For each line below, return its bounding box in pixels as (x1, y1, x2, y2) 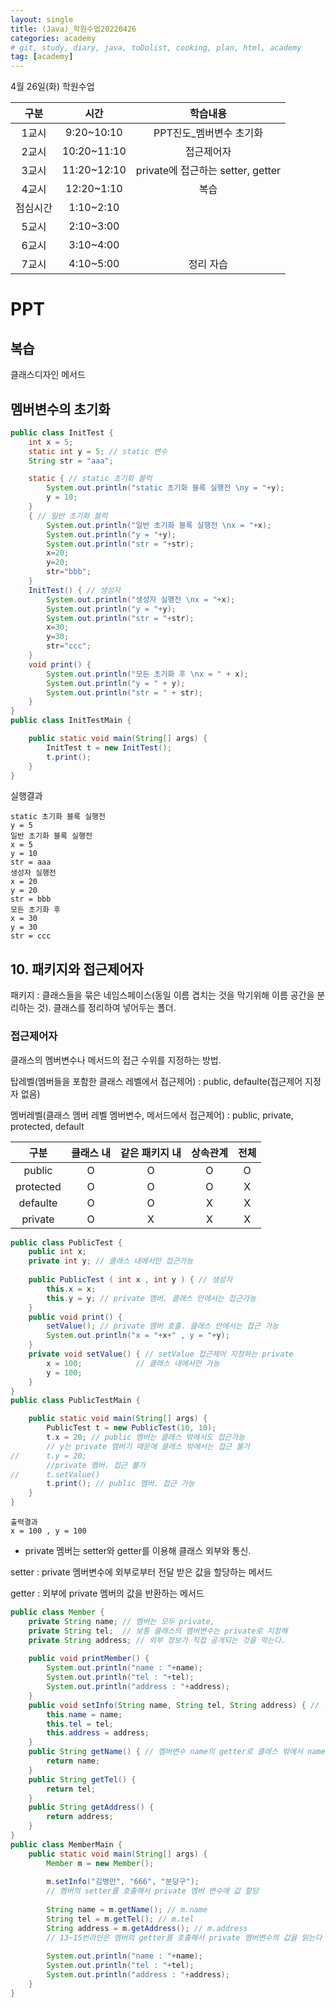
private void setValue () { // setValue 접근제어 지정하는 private (28, 1349, 294, 1360)
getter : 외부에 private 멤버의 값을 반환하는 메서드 (10, 1587, 205, 1600)
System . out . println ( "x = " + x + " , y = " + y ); (46, 1331, 230, 1341)
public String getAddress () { (28, 1802, 155, 1813)
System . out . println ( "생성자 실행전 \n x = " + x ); (46, 594, 236, 605)
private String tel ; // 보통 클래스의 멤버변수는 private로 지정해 (28, 1626, 288, 1636)
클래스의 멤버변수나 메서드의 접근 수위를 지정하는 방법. (10, 1054, 222, 1066)
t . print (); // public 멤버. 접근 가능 (46, 1479, 195, 1489)
